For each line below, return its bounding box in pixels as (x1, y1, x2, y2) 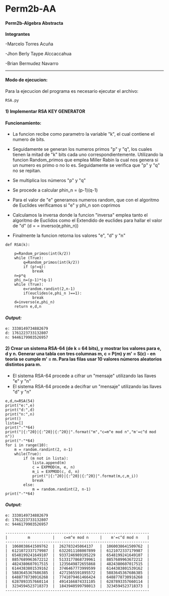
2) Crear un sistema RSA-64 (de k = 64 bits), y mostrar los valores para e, (5, 345, 161, 351)
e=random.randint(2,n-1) (23, 286, 75, 291)
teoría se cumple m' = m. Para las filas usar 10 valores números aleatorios (5, 356, 162, 362)
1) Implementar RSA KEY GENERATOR (5, 108, 86, 114)
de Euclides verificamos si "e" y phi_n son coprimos (12, 202, 121, 208)
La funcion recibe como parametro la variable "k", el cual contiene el (12, 131, 155, 137)
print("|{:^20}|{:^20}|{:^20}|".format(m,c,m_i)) (32, 473, 138, 479)
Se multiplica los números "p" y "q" (12, 177, 86, 184)
